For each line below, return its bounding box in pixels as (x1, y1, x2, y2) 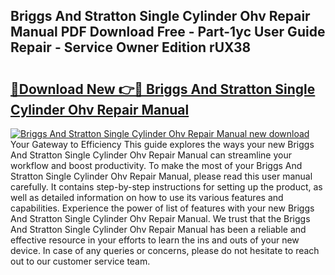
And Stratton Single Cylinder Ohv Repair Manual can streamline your (10, 149, 292, 161)
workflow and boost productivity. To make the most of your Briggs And (10, 160, 303, 171)
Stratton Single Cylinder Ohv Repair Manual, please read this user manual (10, 170, 313, 182)
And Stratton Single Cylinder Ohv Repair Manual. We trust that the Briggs (10, 213, 311, 224)
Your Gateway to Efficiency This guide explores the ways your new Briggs (10, 139, 315, 150)
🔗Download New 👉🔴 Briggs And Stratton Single (10, 80, 316, 98)
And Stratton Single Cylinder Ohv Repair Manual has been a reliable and (10, 224, 307, 235)
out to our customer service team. (10, 255, 151, 267)
